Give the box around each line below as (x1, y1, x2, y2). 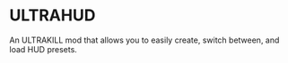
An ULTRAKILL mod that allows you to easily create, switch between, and (9, 35, 280, 45)
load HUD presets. (9, 43, 78, 54)
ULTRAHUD (9, 5, 96, 26)
